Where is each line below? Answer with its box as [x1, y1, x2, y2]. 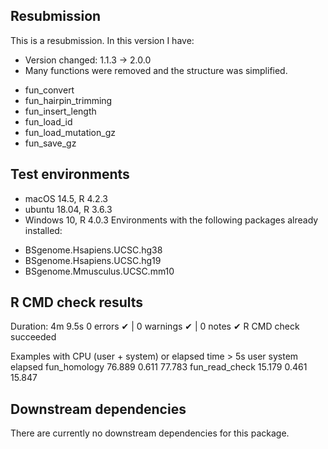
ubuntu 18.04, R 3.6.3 [24, 203, 113, 215]
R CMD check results [10, 294, 144, 311]
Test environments [10, 166, 130, 183]
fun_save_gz [24, 137, 77, 149]
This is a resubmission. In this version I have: [10, 34, 195, 46]
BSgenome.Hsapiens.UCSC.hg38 [24, 244, 163, 256]
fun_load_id [24, 115, 73, 128]
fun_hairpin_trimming [24, 94, 113, 106]
